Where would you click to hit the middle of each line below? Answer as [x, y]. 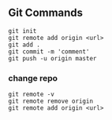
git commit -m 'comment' [49, 51]
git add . [24, 45]
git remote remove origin [50, 101]
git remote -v [32, 95]
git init [22, 31]
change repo [33, 78]
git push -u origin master [52, 58]
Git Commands [46, 13]
